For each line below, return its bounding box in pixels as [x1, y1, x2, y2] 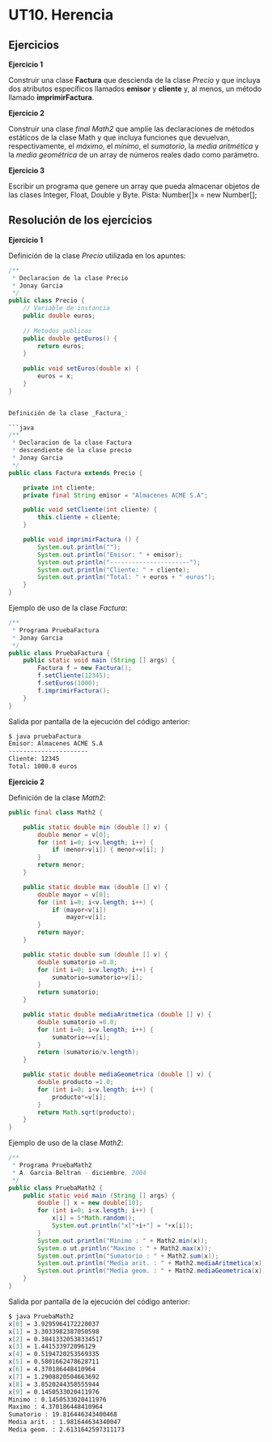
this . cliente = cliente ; [37, 513, 121, 521]
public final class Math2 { [8, 808, 104, 817]
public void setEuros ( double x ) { [23, 365, 139, 373]
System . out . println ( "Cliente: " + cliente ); [37, 566, 190, 574]
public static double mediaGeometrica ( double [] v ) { [23, 1070, 212, 1079]
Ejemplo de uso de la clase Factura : [8, 603, 128, 613]
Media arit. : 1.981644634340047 [8, 1418, 121, 1427]
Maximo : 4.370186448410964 [8, 1403, 104, 1411]
